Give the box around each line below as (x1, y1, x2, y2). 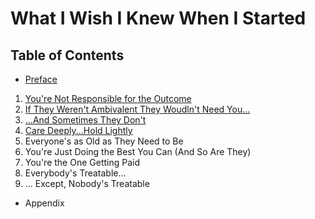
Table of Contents (10, 47, 125, 64)
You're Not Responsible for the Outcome (24, 93, 192, 104)
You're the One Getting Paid (24, 157, 140, 168)
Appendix (24, 197, 65, 209)
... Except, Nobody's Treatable (24, 178, 150, 189)
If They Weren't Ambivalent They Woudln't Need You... (24, 103, 251, 115)
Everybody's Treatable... (24, 167, 127, 179)
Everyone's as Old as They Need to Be (24, 135, 184, 147)
